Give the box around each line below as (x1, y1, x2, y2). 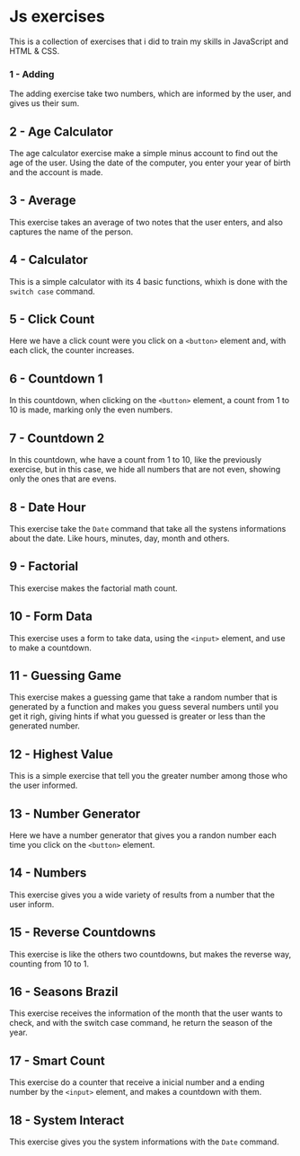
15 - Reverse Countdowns (9, 925, 156, 940)
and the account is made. (9, 167, 103, 178)
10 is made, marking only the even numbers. (9, 404, 173, 415)
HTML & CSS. (9, 45, 60, 56)
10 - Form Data (9, 609, 93, 624)
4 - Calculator (9, 252, 88, 268)
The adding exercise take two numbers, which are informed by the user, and (9, 88, 292, 100)
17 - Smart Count (9, 1053, 106, 1068)
